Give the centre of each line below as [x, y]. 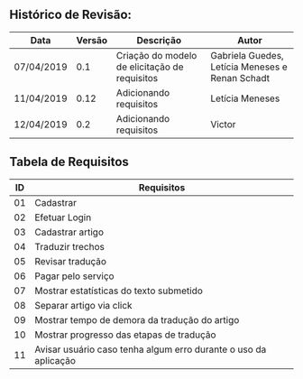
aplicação [55, 360]
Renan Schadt [240, 78]
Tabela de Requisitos [69, 162]
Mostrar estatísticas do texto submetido [119, 291]
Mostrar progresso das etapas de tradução [125, 335]
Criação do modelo [156, 55]
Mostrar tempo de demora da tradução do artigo [137, 319]
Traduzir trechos [70, 246]
